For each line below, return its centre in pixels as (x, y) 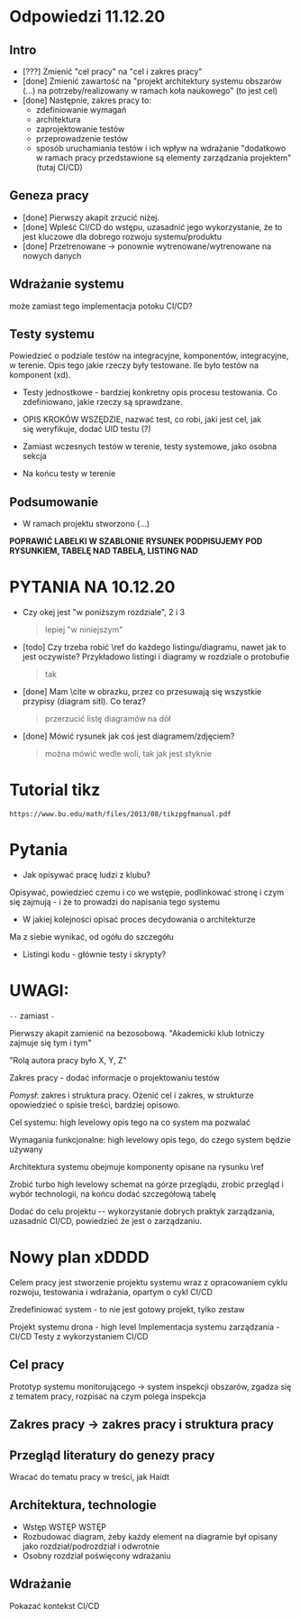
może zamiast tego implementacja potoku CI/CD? (101, 306)
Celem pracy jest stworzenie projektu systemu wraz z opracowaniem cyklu (149, 1282)
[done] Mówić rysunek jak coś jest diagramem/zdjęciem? (128, 736)
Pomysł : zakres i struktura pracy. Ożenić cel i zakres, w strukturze (132, 1095)
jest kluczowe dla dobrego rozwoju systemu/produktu (122, 236)
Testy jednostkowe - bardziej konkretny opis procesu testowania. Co (150, 392)
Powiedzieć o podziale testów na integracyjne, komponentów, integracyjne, (149, 356)
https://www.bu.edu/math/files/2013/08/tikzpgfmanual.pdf (120, 814)
